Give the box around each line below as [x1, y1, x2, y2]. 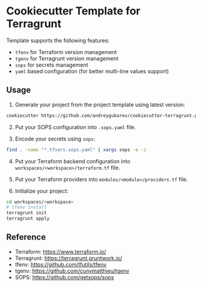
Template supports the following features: [6, 37, 110, 44]
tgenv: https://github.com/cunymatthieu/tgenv [14, 267, 130, 274]
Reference [6, 232, 46, 243]
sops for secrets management [14, 61, 88, 68]
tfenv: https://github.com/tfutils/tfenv [14, 261, 107, 268]
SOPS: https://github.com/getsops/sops [14, 273, 114, 280]
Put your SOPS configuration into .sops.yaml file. [14, 123, 136, 130]
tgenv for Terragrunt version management [14, 55, 119, 62]
